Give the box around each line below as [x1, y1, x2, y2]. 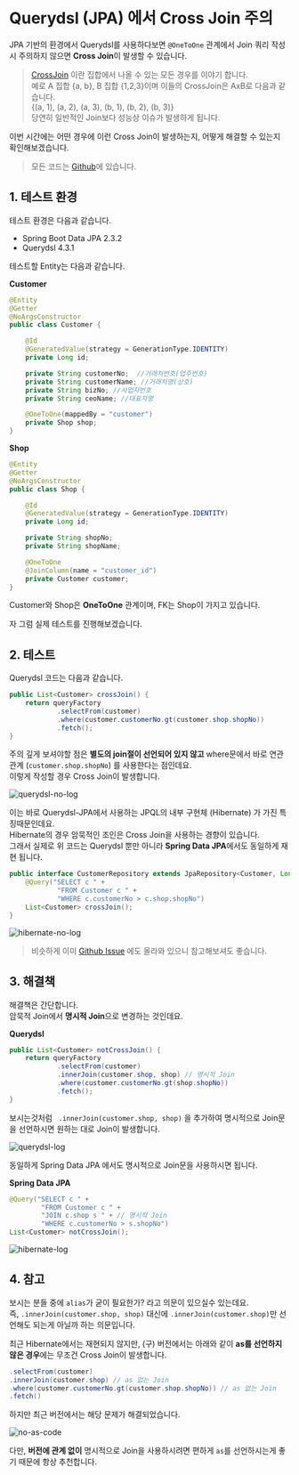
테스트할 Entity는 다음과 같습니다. [9, 260, 125, 271]
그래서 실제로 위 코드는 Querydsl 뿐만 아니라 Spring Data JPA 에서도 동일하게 [9, 840, 279, 851]
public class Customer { [9, 320, 101, 329]
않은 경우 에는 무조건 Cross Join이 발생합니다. [9, 1349, 167, 1360]
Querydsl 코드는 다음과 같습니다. [9, 673, 124, 684]
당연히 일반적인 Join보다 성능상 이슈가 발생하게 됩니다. [30, 112, 221, 123]
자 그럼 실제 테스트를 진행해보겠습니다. [9, 619, 142, 629]
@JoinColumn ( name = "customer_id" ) [25, 566, 158, 575]
